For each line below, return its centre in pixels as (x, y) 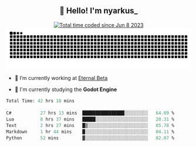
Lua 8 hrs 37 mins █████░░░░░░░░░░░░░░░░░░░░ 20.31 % (90, 119)
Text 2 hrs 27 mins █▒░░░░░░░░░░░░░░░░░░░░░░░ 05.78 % (90, 126)
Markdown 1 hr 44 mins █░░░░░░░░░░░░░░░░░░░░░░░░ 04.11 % (90, 132)
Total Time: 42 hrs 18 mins (40, 101)
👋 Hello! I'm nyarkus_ (99, 11)
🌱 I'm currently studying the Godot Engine (66, 89)
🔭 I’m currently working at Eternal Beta (61, 78)
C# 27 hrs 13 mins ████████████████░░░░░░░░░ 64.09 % (90, 113)
